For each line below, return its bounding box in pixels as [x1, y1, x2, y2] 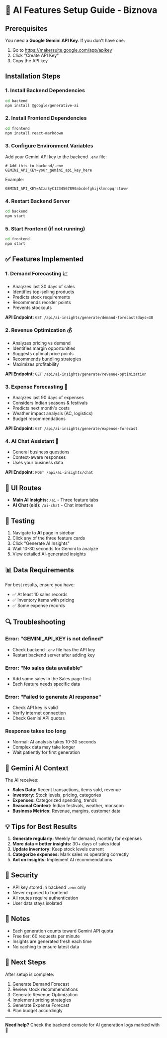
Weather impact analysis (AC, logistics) [12, 411, 93, 416]
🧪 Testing [5, 517, 35, 525]
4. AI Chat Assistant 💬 [5, 438, 59, 445]
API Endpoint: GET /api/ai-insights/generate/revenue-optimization [5, 371, 147, 377]
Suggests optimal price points [12, 350, 74, 356]
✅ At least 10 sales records [12, 591, 68, 597]
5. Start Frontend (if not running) [5, 225, 85, 232]
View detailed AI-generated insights [12, 551, 86, 557]
